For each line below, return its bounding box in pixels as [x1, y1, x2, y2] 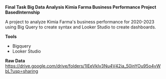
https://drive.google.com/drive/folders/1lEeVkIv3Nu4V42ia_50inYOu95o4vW [5, 63, 161, 69]
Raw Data [5, 58, 26, 63]
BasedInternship [5, 9, 41, 15]
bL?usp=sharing [5, 68, 39, 74]
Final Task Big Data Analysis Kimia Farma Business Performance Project [5, 4, 157, 10]
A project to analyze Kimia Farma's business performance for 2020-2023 [5, 19, 155, 25]
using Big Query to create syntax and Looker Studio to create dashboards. [5, 24, 157, 30]
